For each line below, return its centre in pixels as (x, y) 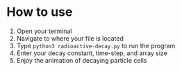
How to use (40, 12)
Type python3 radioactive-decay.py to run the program (96, 45)
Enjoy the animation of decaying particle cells (82, 60)
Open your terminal (44, 31)
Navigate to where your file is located (70, 38)
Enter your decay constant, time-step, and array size (92, 53)
